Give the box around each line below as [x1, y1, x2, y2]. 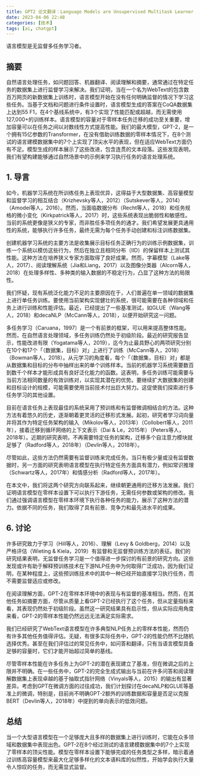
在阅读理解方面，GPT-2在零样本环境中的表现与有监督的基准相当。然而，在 [6, 590, 189, 597]
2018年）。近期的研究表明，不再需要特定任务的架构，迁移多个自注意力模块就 [6, 434, 193, 441]
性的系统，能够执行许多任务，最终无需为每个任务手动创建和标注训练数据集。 [6, 226, 194, 233]
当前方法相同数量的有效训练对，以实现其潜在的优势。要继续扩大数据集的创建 [6, 376, 194, 384]
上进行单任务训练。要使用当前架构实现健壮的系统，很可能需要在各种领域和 [6, 296, 189, 304]
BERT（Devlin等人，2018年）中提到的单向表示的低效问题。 [6, 697, 151, 704]
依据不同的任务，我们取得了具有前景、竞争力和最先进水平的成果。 [16, 503, 179, 511]
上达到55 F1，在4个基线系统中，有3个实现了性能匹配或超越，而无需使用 [6, 109, 183, 116]
